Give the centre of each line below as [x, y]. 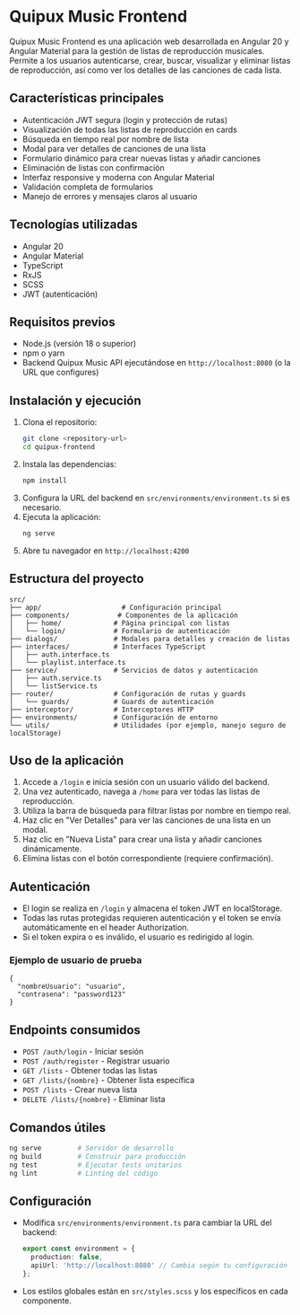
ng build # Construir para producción [98, 1156]
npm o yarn [43, 353]
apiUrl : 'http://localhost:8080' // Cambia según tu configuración [159, 1266]
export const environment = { [79, 1249]
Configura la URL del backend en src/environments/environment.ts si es [156, 498]
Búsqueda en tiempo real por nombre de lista [106, 139]
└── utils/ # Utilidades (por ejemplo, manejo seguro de [148, 725]
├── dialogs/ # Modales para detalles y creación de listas [150, 639]
